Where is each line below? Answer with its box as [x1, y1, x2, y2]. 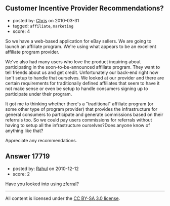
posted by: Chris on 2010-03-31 [12, 17, 79, 23]
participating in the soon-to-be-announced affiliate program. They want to [5, 64, 160, 70]
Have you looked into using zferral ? [5, 181, 79, 187]
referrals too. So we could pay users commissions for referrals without [5, 116, 152, 123]
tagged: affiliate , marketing [12, 23, 74, 29]
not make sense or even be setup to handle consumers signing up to [5, 86, 148, 92]
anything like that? [5, 128, 44, 134]
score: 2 [12, 171, 30, 177]
